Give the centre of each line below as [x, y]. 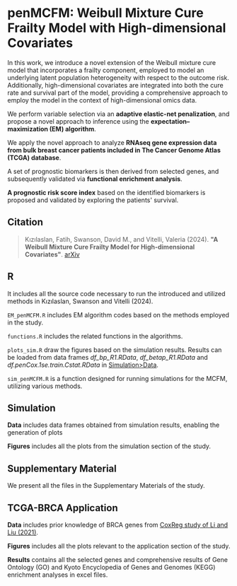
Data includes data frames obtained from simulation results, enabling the [114, 425]
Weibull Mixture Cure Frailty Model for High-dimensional [110, 247]
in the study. [25, 322]
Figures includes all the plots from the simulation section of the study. [109, 446]
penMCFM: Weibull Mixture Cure [105, 13]
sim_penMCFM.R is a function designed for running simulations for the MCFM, [117, 378]
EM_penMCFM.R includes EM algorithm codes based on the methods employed [118, 315]
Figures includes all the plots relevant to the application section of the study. [119, 546]
